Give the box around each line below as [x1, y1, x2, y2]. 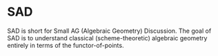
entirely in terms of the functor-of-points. [7, 41, 124, 49]
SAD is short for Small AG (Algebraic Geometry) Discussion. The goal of [7, 27, 212, 35]
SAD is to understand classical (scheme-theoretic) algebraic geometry [7, 33, 208, 42]
